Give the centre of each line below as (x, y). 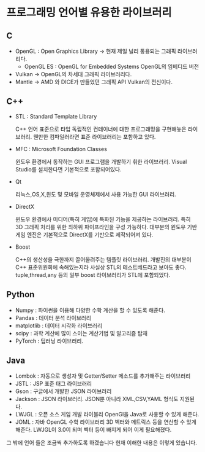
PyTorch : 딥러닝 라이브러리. (49, 341)
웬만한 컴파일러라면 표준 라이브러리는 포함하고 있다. (95, 136)
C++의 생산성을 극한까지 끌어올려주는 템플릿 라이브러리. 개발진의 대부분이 (103, 259)
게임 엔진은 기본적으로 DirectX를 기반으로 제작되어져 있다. (84, 235)
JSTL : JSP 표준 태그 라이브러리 (54, 384)
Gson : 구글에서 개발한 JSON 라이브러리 (63, 391)
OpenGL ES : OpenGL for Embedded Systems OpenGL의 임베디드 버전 (112, 66)
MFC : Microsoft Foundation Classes (61, 149)
